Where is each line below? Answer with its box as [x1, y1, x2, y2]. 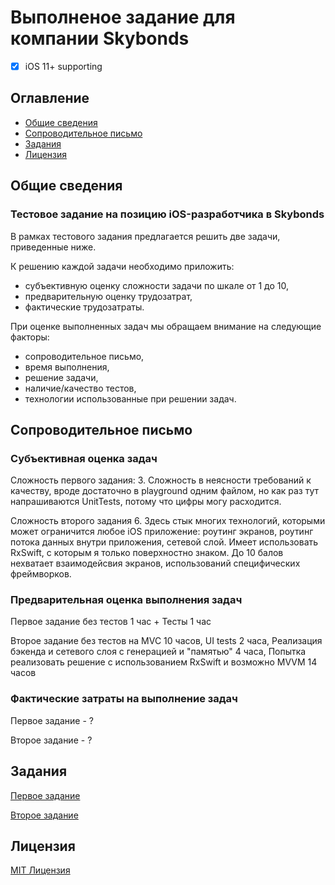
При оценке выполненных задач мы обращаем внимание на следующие [10, 320, 322, 332]
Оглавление [10, 90, 90, 107]
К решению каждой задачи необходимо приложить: [10, 260, 235, 272]
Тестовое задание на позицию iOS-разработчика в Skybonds [10, 207, 325, 221]
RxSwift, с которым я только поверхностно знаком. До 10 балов [10, 547, 284, 559]
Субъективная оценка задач [10, 451, 158, 465]
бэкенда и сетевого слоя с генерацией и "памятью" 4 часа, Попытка [10, 646, 307, 658]
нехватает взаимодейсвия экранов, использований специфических [10, 557, 301, 570]
